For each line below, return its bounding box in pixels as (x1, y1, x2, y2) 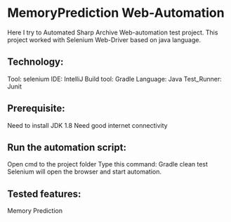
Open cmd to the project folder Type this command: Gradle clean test (7, 160, 209, 169)
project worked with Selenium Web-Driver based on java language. (7, 35, 202, 44)
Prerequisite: (7, 103, 65, 115)
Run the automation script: (7, 141, 126, 153)
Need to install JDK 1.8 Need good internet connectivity (7, 121, 168, 129)
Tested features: (7, 188, 81, 200)
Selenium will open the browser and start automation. (7, 167, 161, 176)
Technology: (7, 56, 64, 68)
